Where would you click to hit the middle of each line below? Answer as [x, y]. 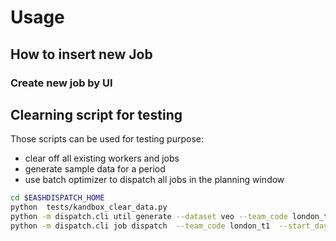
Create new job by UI [61, 83]
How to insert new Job [81, 54]
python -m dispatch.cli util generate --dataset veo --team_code [149, 217]
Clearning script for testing [96, 114]
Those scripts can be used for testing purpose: [107, 139]
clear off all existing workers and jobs [102, 158]
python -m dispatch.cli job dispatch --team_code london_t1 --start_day [169, 226]
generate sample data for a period [95, 169]
